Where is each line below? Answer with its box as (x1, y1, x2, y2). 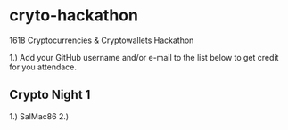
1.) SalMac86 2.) (9, 110, 70, 121)
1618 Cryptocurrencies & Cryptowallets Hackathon (9, 35, 194, 45)
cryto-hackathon (9, 5, 138, 26)
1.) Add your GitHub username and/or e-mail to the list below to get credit (9, 52, 279, 62)
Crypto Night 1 (9, 87, 91, 102)
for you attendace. (9, 61, 78, 72)
